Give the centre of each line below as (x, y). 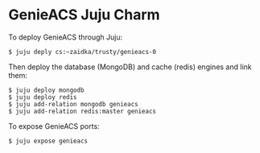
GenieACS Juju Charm (84, 15)
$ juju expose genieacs (48, 141)
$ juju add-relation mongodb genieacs (73, 104)
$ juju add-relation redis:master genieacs (83, 111)
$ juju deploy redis (43, 97)
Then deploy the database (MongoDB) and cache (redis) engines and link (130, 67)
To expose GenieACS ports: (54, 126)
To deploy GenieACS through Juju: (66, 37)
